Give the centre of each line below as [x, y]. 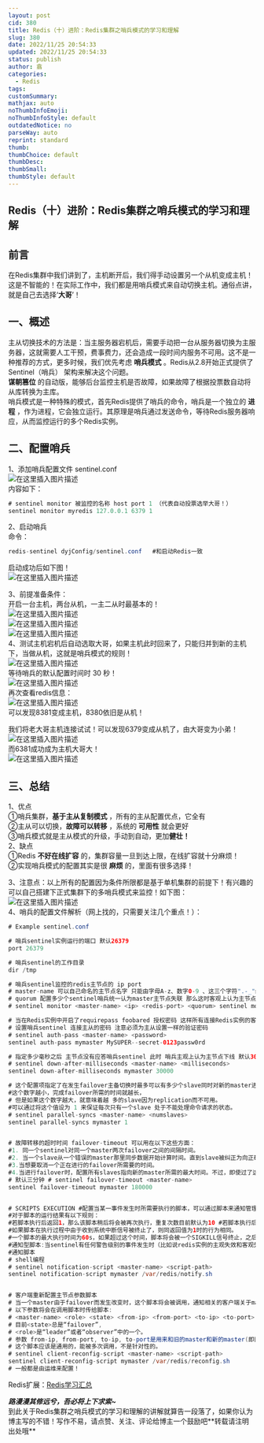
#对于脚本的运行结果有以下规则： [54, 1216]
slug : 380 [24, 37]
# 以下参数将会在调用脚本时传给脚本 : [60, 1310]
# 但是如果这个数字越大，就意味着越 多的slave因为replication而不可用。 [115, 1100]
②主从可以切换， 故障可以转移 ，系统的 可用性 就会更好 [99, 826]
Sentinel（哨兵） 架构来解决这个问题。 [71, 372]
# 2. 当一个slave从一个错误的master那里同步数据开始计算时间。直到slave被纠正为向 [128, 1158]
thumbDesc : [26, 162]
